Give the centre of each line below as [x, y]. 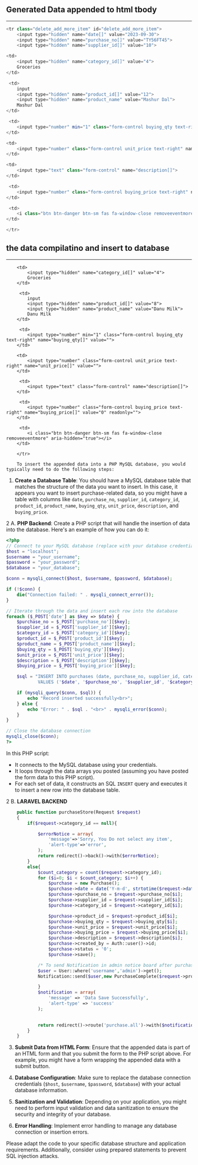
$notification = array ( [67, 993]
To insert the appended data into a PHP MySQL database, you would [101, 464]
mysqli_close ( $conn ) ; [33, 737]
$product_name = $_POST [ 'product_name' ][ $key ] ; [76, 644]
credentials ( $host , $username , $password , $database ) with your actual [98, 1084]
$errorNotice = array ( [65, 834]
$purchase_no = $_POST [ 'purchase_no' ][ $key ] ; [74, 622]
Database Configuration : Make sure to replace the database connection [103, 1078]
